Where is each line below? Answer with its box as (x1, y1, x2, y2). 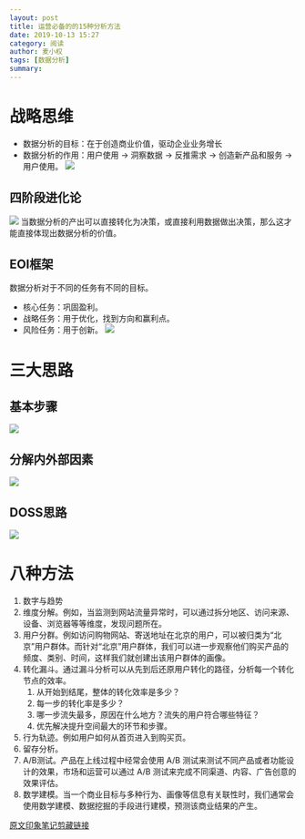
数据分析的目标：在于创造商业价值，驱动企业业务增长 (22, 138, 223, 148)
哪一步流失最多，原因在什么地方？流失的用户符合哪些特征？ (36, 710, 260, 720)
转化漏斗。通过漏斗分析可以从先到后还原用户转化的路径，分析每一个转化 (22, 664, 294, 674)
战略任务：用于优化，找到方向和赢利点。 (22, 313, 175, 324)
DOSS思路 (9, 505, 67, 520)
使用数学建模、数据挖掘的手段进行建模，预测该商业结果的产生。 (22, 801, 262, 811)
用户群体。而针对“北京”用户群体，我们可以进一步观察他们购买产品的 (34, 641, 290, 651)
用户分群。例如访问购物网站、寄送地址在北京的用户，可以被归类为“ (22, 629, 274, 640)
